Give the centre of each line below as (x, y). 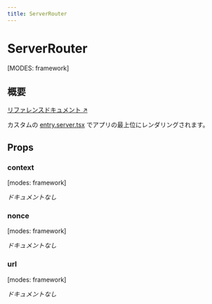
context (21, 167)
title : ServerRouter (38, 14)
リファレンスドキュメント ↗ (47, 110)
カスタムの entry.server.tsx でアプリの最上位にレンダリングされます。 (108, 125)
